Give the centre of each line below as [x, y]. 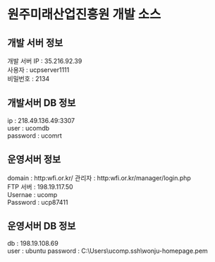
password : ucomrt [35, 136]
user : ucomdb [29, 128]
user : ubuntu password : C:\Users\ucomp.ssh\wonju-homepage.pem [107, 251]
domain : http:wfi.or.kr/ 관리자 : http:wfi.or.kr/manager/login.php [99, 178]
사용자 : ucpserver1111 [38, 70]
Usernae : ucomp [32, 194]
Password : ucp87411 [38, 202]
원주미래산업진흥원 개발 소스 [84, 14]
